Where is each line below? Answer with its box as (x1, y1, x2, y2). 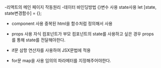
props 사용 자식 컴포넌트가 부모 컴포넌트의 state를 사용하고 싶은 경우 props (11, 31, 154, 36)
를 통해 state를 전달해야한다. (11, 37, 66, 43)
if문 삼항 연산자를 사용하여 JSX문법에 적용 (11, 48, 91, 53)
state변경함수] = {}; (4, 10, 42, 16)
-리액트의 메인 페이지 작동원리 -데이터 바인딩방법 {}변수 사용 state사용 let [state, (4, 4, 157, 10)
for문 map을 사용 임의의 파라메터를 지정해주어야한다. (11, 58, 112, 63)
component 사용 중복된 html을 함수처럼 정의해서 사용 (11, 21, 113, 26)
